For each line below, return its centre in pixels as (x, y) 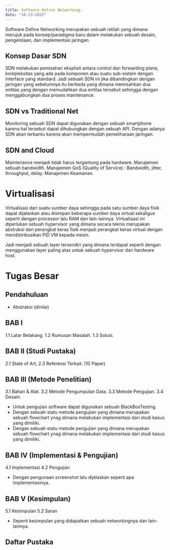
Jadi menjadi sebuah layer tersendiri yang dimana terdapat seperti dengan (83, 245)
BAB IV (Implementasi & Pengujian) (62, 455)
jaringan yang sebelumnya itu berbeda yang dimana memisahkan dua (78, 84)
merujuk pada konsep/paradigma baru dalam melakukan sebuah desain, (81, 35)
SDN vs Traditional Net (42, 111)
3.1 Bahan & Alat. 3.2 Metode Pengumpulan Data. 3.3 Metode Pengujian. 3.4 (84, 391)
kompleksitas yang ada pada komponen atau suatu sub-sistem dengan (79, 74)
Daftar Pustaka (29, 542)
